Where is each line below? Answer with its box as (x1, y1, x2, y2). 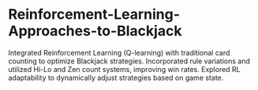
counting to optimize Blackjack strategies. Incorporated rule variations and (8, 56, 251, 66)
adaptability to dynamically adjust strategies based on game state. (8, 73, 224, 82)
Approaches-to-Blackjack (8, 22, 182, 40)
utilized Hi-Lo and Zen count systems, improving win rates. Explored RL (8, 64, 241, 74)
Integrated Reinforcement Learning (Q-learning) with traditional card (8, 48, 230, 57)
